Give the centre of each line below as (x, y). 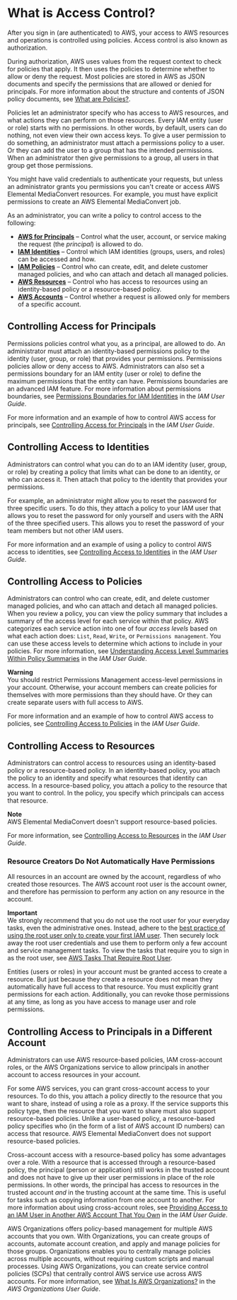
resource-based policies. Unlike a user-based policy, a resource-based (111, 1119)
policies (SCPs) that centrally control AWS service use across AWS (105, 1274)
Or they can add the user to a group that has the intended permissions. (111, 150)
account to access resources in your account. (74, 1075)
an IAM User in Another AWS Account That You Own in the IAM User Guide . (117, 1215)
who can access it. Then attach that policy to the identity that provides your (117, 479)
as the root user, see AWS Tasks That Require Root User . (90, 958)
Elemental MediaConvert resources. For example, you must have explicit (112, 194)
